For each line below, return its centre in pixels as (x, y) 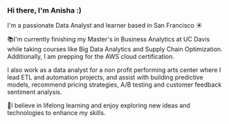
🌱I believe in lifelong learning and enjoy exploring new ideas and (99, 105)
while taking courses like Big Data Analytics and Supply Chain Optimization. (115, 49)
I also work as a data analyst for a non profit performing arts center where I (114, 70)
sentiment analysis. (35, 92)
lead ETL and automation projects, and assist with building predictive (106, 78)
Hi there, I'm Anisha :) (44, 10)
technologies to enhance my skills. (56, 113)
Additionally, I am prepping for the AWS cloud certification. (91, 57)
